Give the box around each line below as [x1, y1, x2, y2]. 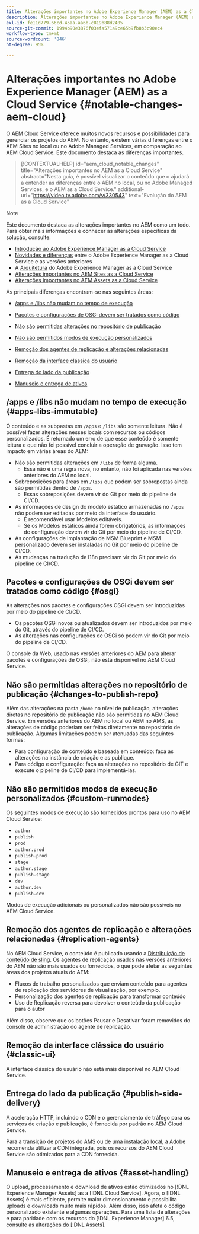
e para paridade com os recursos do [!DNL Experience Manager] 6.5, [6, 1215, 175, 1222]
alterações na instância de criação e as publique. [14, 754, 135, 761]
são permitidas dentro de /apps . [14, 484, 93, 491]
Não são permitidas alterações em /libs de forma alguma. [14, 459, 158, 466]
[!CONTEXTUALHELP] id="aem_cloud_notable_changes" [20, 160, 159, 167]
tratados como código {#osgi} [6, 586, 120, 597]
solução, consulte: [6, 234, 52, 241]
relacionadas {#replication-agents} [6, 934, 140, 944]
